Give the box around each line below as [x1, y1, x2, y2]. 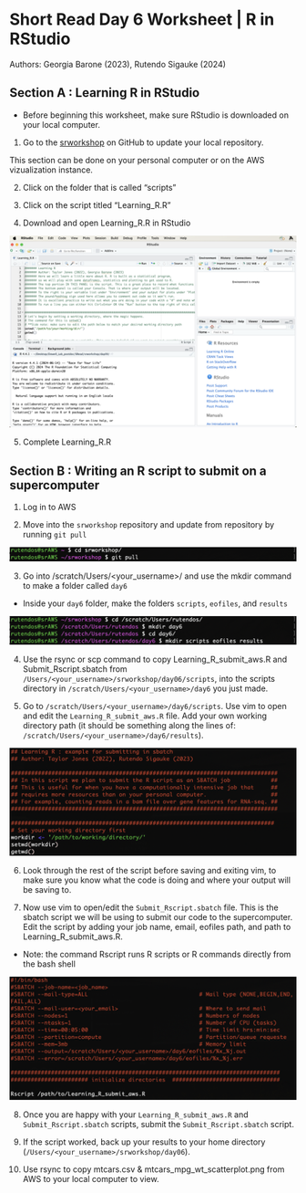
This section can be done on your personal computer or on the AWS [9, 154, 265, 165]
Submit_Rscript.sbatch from [22, 663, 127, 675]
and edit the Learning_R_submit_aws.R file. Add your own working [22, 710, 267, 721]
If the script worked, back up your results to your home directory [22, 1136, 266, 1147]
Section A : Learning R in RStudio [9, 85, 200, 100]
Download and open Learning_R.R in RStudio [22, 217, 191, 228]
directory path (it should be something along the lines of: [22, 719, 237, 730]
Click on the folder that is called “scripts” [22, 182, 177, 193]
